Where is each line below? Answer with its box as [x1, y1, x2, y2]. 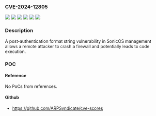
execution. [5, 49, 26, 54]
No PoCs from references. [5, 83, 57, 89]
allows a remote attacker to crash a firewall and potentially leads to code [5, 43, 150, 49]
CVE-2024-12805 [5, 3, 48, 10]
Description [5, 27, 33, 34]
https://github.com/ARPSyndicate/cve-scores [12, 105, 103, 111]
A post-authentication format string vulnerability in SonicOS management [5, 38, 152, 44]
